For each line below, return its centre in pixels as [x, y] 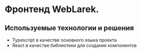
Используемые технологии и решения [69, 28]
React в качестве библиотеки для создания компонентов [74, 45]
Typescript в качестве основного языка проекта [64, 40]
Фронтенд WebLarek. [52, 9]
